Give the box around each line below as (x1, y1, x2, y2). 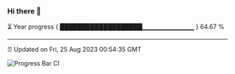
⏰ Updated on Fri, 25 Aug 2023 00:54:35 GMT (7, 45, 142, 54)
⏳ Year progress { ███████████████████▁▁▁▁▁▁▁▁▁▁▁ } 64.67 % (7, 22, 225, 31)
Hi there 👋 (7, 6, 42, 16)
